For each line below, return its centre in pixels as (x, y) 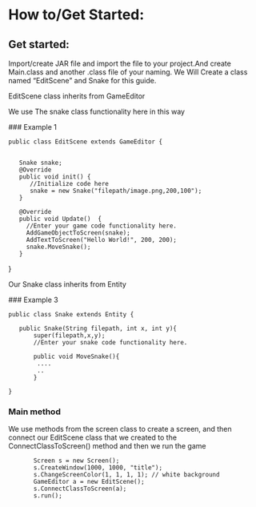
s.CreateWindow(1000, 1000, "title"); (98, 468)
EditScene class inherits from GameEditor (77, 96)
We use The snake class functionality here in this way (97, 111)
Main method (35, 412)
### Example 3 (33, 300)
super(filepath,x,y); (69, 336)
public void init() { (55, 177)
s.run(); (48, 496)
